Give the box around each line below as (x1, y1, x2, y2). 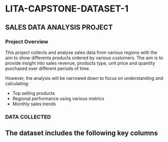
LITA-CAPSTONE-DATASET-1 (5, 3, 129, 15)
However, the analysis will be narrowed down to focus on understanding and (5, 75, 163, 81)
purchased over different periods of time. (5, 65, 90, 71)
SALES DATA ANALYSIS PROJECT (5, 23, 113, 32)
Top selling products (12, 90, 55, 96)
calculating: (5, 80, 29, 86)
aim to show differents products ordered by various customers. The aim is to (5, 55, 163, 61)
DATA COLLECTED (5, 113, 51, 120)
